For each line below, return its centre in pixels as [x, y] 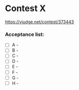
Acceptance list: [25, 34]
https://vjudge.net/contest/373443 [39, 22]
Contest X [26, 8]
